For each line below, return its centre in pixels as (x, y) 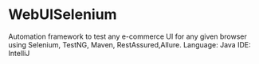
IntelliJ (19, 53)
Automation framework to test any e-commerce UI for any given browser (128, 36)
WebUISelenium (63, 15)
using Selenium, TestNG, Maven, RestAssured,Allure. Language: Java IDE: (129, 44)
